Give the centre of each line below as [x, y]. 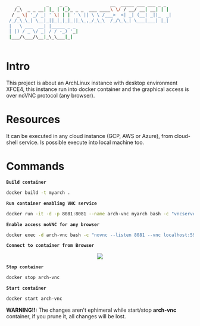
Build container [26, 182]
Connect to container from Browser [50, 246]
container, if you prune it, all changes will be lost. [66, 316]
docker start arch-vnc [34, 299]
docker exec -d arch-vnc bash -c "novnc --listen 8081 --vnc [84, 235]
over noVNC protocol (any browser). [51, 95]
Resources [33, 120]
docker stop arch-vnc [33, 278]
